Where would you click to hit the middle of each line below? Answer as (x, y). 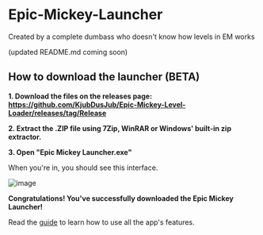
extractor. (25, 137)
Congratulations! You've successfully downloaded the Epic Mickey (121, 198)
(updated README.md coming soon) (68, 52)
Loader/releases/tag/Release (57, 113)
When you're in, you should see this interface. (83, 168)
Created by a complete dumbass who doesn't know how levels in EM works (131, 37)
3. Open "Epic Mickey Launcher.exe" (70, 152)
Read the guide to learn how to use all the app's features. (102, 222)
